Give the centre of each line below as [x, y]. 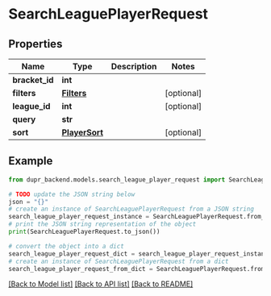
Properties [35, 44]
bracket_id [33, 80]
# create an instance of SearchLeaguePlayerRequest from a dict [119, 261]
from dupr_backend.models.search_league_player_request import [117, 179]
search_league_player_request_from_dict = [81, 269]
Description [134, 67]
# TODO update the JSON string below [72, 194]
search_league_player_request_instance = [79, 217]
